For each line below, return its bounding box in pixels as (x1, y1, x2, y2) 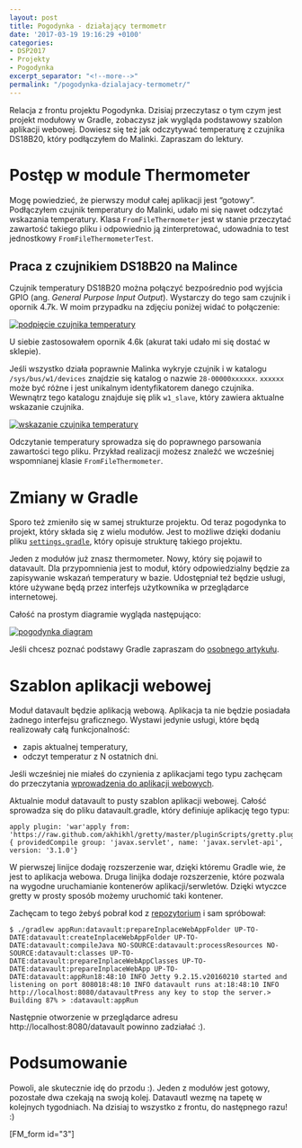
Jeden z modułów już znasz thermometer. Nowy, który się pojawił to (9, 554, 262, 565)
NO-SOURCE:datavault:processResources (118, 941, 263, 950)
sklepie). (9, 346, 41, 357)
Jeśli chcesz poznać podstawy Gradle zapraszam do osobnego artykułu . (9, 644, 280, 654)
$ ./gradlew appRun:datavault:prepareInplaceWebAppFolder (9, 925, 231, 935)
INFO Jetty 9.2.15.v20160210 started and (129, 973, 288, 982)
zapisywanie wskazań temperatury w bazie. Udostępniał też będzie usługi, (9, 573, 286, 583)
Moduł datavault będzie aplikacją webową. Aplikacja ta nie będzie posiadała (9, 705, 290, 716)
